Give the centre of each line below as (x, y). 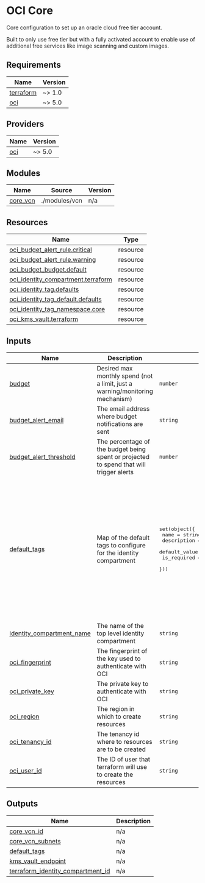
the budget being (121, 449)
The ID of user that (124, 759)
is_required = (182, 557)
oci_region (24, 716)
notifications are (120, 424)
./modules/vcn (62, 201)
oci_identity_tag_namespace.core (57, 309)
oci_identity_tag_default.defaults (56, 300)
